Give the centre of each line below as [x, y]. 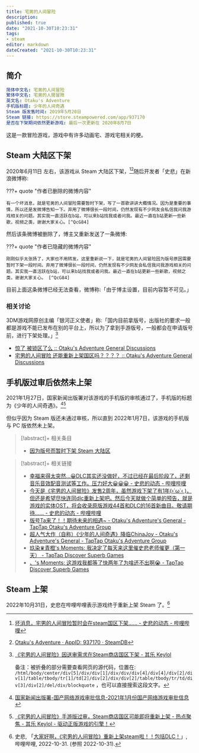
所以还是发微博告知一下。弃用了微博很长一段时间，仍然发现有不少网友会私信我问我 [101, 210]
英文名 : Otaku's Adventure [38, 101]
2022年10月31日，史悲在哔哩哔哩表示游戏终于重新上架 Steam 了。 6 [88, 604]
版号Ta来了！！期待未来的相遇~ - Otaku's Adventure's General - [108, 520]
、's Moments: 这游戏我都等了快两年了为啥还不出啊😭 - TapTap [107, 562]
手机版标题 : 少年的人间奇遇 [36, 106]
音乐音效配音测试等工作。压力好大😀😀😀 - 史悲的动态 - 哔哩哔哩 [108, 483]
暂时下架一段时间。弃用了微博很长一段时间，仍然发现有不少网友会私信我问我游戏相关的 [97, 265]
